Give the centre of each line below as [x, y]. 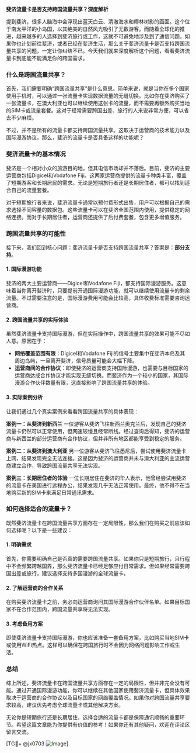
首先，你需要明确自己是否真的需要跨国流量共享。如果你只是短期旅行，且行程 [98, 559]
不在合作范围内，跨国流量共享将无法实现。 [62, 609]
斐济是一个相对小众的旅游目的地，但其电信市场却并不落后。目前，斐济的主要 [98, 168]
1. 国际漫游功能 [24, 269]
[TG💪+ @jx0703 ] [37, 743]
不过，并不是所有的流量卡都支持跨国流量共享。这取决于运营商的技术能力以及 [98, 130]
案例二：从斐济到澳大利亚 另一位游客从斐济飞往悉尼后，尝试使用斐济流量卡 [96, 451]
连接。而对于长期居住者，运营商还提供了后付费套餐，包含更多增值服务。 [98, 217]
